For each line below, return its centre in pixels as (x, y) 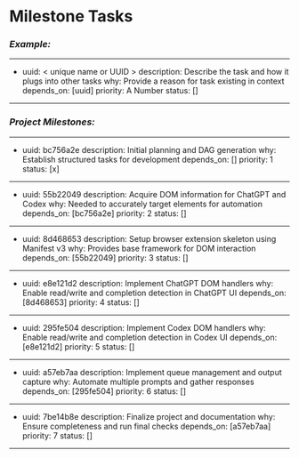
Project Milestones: (52, 122)
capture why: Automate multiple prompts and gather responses (138, 382)
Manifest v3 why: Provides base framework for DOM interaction (139, 248)
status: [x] (40, 169)
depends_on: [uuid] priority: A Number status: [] (110, 91)
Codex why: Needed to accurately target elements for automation (142, 204)
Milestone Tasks (71, 16)
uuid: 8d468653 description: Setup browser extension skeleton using (149, 238)
